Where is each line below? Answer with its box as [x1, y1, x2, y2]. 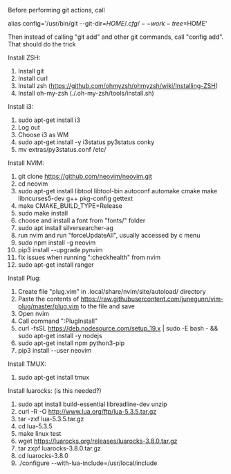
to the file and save [80, 302, 136, 310]
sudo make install [17, 209, 68, 217]
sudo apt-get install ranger [17, 261, 94, 269]
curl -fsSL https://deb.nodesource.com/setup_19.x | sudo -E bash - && [17, 324, 219, 332]
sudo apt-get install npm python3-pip [17, 339, 125, 347]
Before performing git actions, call [8, 6, 106, 14]
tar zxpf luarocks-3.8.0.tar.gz [17, 444, 101, 453]
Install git [17, 67, 44, 75]
